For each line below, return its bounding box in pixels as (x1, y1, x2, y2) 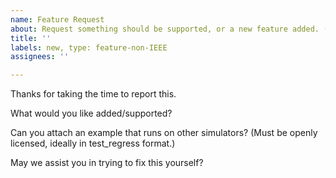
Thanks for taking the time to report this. (10, 88, 177, 100)
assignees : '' (10, 52, 70, 62)
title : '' (10, 33, 52, 43)
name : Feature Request (10, 14, 105, 25)
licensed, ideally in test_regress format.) (10, 137, 176, 150)
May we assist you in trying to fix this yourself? (10, 157, 204, 169)
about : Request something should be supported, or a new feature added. (10, 24, 320, 34)
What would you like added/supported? (10, 107, 173, 120)
